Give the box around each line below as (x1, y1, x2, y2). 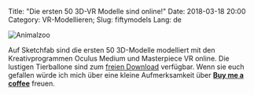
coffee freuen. (8, 79, 55, 88)
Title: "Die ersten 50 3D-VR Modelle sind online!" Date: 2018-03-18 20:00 (8, 7, 246, 16)
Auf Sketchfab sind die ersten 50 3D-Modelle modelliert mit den (8, 46, 215, 54)
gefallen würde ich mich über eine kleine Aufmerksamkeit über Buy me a (8, 71, 244, 79)
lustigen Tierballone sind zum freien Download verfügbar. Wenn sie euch (8, 62, 245, 71)
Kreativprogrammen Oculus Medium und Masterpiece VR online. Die (8, 54, 230, 63)
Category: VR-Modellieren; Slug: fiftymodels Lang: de (8, 15, 182, 24)
